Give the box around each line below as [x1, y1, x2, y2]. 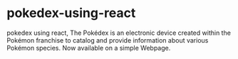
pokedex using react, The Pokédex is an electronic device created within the [6, 28, 231, 37]
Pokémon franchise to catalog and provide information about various [6, 36, 209, 44]
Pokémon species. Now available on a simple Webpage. [6, 43, 171, 52]
